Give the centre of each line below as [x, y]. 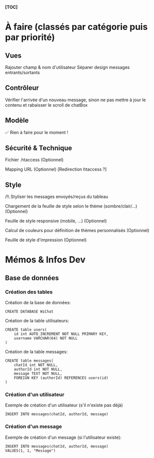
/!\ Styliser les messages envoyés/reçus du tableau [57, 197]
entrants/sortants [23, 72]
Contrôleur [22, 88]
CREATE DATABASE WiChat [29, 312]
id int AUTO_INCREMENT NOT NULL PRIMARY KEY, [61, 334]
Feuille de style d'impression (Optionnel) [46, 240]
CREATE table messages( [29, 361]
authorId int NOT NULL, [38, 370]
